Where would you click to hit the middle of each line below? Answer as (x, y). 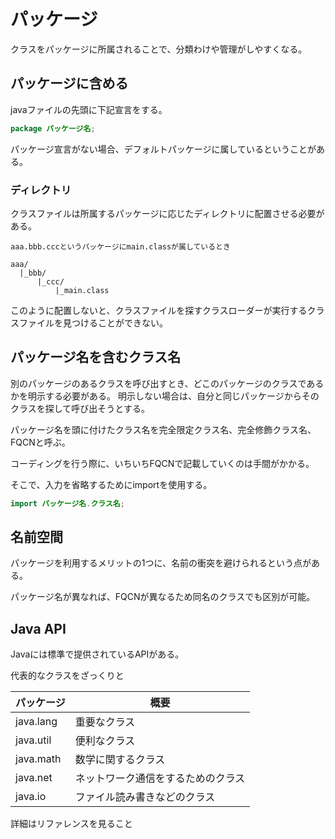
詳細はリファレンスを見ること (71, 824)
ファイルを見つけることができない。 (93, 322)
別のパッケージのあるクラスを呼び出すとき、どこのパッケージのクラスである (167, 383)
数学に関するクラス (120, 760)
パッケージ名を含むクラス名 (96, 357)
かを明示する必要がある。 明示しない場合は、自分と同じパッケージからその (165, 396)
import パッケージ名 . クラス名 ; (67, 503)
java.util (33, 740)
